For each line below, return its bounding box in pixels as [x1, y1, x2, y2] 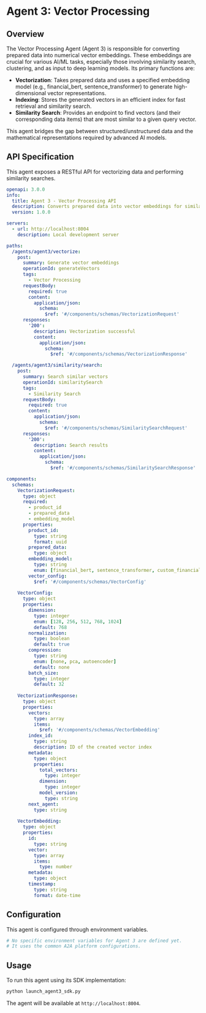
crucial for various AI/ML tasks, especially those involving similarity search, [6, 58, 196, 65]
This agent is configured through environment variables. [6, 925, 148, 933]
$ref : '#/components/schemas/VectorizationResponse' [50, 351, 188, 357]
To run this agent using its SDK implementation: [6, 977, 127, 984]
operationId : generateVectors [22, 266, 100, 272]
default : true [33, 641, 70, 648]
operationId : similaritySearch [22, 379, 103, 385]
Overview [6, 29, 45, 39]
